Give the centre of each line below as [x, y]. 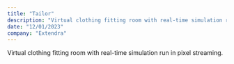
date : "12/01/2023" [36, 26]
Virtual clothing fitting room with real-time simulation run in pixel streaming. [115, 53]
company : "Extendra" [37, 33]
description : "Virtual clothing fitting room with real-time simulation [115, 20]
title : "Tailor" [31, 14]
